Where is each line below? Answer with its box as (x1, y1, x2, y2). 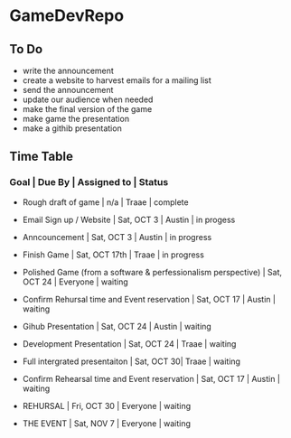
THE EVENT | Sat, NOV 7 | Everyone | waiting (22, 417, 192, 429)
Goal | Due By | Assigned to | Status (9, 176, 169, 189)
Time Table (9, 149, 74, 164)
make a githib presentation (22, 123, 122, 134)
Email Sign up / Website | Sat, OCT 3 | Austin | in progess (22, 214, 236, 225)
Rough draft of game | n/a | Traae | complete (22, 196, 189, 208)
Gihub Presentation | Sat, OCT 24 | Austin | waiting (22, 321, 212, 331)
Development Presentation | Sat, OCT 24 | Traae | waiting (22, 338, 237, 349)
